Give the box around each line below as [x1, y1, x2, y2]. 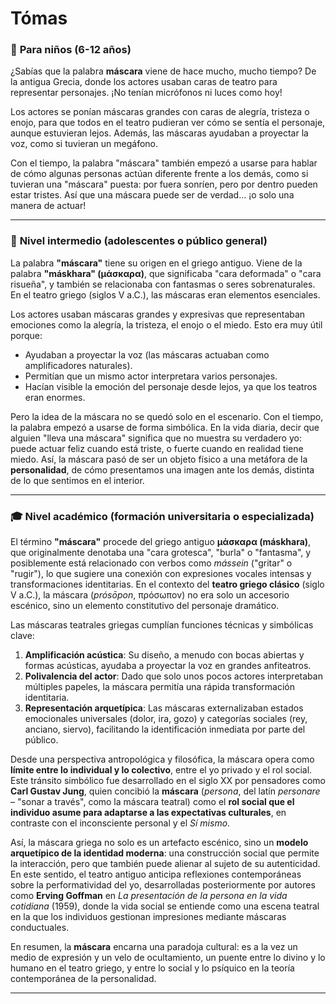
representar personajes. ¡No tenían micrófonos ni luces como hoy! [10, 87, 283, 99]
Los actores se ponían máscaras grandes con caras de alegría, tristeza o [10, 106, 310, 118]
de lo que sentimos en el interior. [10, 474, 145, 486]
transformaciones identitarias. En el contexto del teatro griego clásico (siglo [10, 578, 325, 591]
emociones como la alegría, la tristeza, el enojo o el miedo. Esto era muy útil [10, 318, 323, 331]
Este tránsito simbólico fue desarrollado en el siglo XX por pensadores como [10, 775, 326, 787]
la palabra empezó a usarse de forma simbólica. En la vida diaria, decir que [10, 421, 320, 433]
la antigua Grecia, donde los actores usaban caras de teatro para [10, 76, 278, 88]
